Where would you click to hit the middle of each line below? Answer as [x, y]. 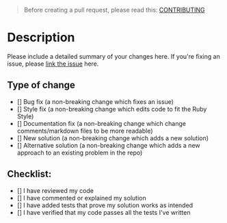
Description [41, 38]
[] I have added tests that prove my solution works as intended [105, 205]
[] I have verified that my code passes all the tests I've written [104, 212]
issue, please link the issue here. [53, 64]
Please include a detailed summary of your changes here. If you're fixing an [113, 56]
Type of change [41, 85]
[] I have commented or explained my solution [81, 198]
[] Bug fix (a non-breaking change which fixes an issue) [95, 101]
